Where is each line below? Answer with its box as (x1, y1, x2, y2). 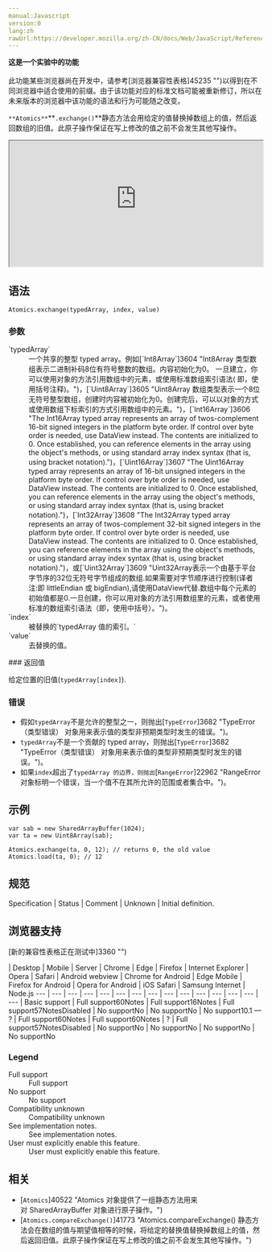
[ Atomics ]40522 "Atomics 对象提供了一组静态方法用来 (19, 1195, 198, 1204)
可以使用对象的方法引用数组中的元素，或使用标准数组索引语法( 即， (28, 374, 252, 384)
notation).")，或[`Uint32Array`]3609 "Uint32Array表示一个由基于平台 (28, 563, 256, 572)
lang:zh (8, 27, 35, 35)
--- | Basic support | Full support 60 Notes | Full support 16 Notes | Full (8, 998, 235, 1007)
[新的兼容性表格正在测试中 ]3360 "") (8, 947, 127, 957)
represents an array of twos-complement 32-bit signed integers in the (28, 519, 262, 529)
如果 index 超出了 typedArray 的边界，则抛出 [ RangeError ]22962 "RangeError (19, 766, 262, 777)
